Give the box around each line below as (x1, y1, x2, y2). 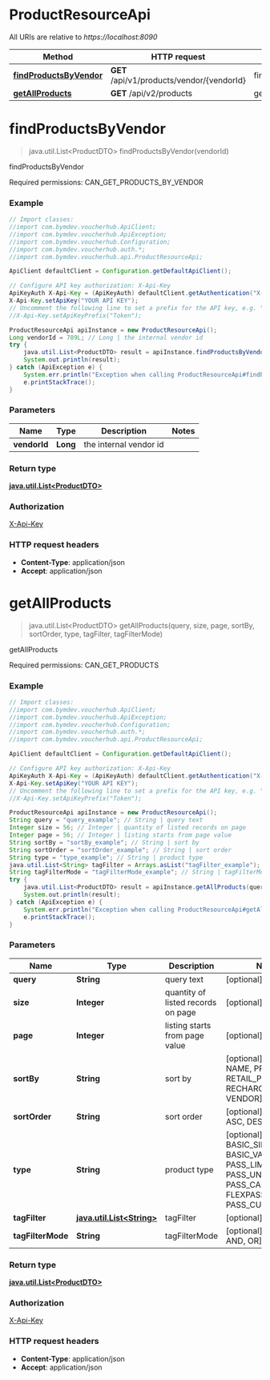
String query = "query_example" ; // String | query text (9, 816, 204, 825)
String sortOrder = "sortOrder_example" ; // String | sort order (9, 845, 232, 854)
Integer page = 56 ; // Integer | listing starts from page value (9, 831, 232, 839)
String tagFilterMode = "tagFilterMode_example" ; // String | (9, 868, 221, 877)
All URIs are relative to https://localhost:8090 (9, 32, 158, 42)
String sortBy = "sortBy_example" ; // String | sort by (9, 838, 199, 846)
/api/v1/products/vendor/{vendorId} (110, 75, 247, 86)
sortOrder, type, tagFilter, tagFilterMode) (28, 629, 163, 639)
